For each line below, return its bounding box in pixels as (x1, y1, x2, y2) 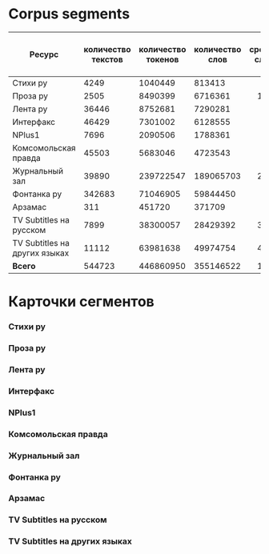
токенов (146, 54, 179, 65)
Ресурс (29, 49, 59, 60)
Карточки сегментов (8, 293, 155, 311)
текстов (91, 54, 123, 65)
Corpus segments (8, 5, 130, 23)
